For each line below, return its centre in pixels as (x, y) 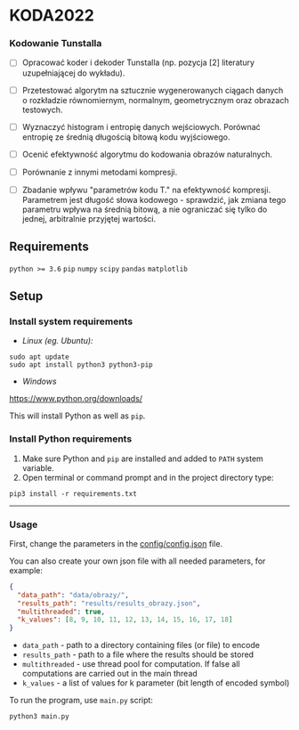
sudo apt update (39, 357)
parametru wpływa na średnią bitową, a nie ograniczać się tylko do (145, 209)
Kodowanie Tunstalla (56, 44)
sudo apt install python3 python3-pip (81, 365)
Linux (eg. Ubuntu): (57, 341)
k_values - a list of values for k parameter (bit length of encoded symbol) (156, 683)
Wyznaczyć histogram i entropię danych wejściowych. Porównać (141, 126)
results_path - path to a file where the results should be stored (138, 654)
